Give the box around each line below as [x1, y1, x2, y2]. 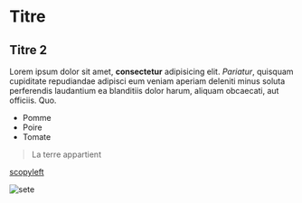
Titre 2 [9, 42, 48, 58]
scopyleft [9, 167, 44, 177]
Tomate [22, 132, 52, 142]
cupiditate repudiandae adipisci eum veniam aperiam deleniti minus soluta [9, 76, 286, 87]
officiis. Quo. [9, 95, 57, 106]
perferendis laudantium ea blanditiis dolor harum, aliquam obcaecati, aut [9, 86, 279, 96]
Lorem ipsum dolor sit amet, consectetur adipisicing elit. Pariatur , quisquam [9, 66, 294, 77]
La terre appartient [31, 149, 102, 160]
